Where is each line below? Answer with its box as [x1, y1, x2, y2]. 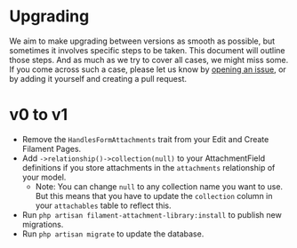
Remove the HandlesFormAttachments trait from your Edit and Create [21, 133, 269, 144]
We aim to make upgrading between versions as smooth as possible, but [9, 36, 276, 46]
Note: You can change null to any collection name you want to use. [35, 180, 283, 192]
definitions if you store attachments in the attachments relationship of [21, 162, 276, 172]
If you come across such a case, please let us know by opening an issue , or [9, 64, 286, 75]
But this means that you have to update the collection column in [35, 190, 273, 201]
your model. [21, 172, 67, 182]
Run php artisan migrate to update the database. [21, 228, 205, 239]
